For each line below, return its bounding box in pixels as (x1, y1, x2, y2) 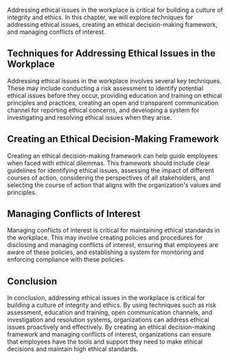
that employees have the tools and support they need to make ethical (7, 337, 203, 346)
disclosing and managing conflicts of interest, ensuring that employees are (7, 241, 218, 249)
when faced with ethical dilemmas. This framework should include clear (7, 158, 211, 167)
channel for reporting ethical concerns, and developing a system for (7, 106, 200, 114)
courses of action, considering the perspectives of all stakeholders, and (7, 173, 211, 182)
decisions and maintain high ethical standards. (7, 345, 139, 353)
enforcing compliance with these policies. (7, 255, 125, 264)
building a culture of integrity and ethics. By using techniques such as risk (7, 301, 216, 309)
